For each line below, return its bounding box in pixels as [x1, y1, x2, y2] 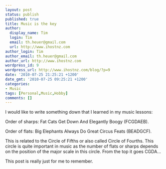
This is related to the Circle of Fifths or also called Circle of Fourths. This [5, 138, 154, 144]
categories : [5, 81, 30, 86]
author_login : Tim [5, 49, 43, 54]
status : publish [5, 12, 39, 17]
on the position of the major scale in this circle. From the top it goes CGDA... [5, 149, 161, 155]
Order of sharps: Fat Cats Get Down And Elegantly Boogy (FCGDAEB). [5, 119, 149, 125]
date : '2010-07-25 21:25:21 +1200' [5, 72, 79, 77]
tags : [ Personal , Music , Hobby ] [5, 91, 68, 96]
